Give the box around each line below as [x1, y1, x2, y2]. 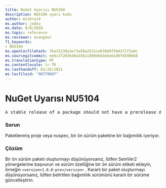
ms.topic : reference [5, 30, 48, 35]
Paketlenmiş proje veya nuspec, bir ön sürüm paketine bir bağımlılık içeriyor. [5, 133, 160, 139]
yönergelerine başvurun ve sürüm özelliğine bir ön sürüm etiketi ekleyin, [5, 161, 152, 167]
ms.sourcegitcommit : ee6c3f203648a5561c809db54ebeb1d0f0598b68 [5, 53, 138, 58]
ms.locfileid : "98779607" [5, 72, 58, 77]
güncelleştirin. [5, 177, 34, 183]
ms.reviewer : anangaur [5, 35, 52, 40]
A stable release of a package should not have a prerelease [5, 109, 157, 115]
